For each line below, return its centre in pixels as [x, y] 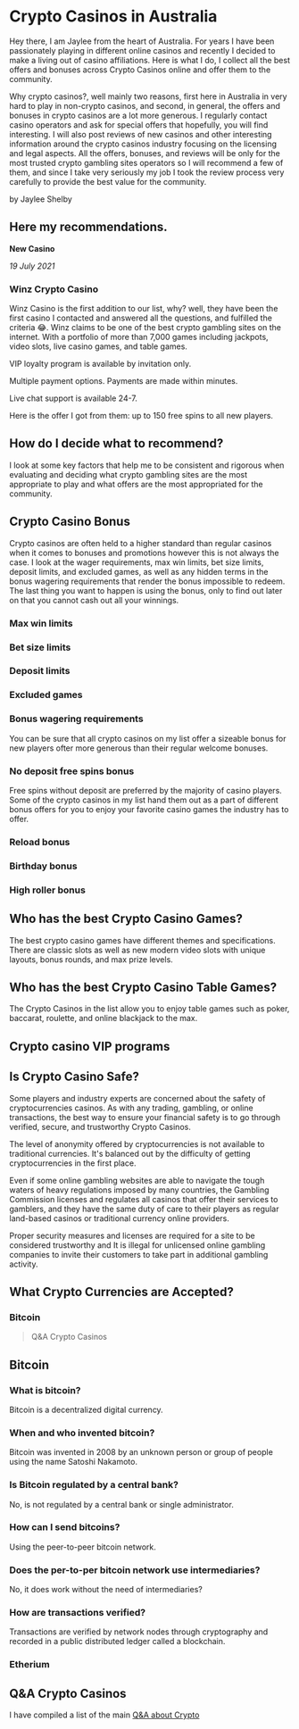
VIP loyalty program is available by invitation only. [100, 364]
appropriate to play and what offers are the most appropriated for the [136, 484]
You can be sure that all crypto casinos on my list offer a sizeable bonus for [148, 738]
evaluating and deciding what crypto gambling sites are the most [129, 474]
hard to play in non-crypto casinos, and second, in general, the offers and [145, 105]
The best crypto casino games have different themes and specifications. [143, 940]
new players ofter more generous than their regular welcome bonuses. [139, 748]
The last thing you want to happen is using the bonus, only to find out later [146, 590]
